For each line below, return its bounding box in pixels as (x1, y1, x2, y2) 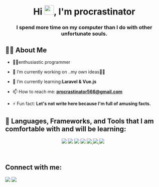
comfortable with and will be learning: (5, 125, 126, 133)
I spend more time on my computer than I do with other (16, 24, 152, 31)
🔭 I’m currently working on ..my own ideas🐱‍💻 (12, 68, 105, 75)
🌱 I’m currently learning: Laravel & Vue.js (12, 78, 97, 84)
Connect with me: (5, 163, 62, 172)
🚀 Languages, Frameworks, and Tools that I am (5, 117, 154, 126)
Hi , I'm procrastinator (33, 6, 135, 18)
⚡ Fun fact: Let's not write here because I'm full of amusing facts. (12, 101, 151, 107)
